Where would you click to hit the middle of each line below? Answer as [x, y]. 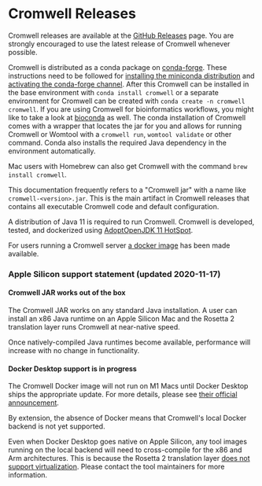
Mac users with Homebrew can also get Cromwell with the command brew [128, 166]
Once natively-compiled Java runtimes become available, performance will [129, 342]
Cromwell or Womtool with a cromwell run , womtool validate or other [120, 134]
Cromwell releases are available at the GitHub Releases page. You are [121, 35]
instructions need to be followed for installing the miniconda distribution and [131, 75]
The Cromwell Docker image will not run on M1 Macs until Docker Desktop [128, 386]
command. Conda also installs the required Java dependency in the [117, 142]
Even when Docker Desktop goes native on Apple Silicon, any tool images [128, 442]
